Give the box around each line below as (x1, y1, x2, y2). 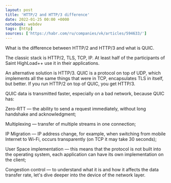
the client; (5, 157, 26, 163)
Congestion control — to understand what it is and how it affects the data (5, 167, 159, 172)
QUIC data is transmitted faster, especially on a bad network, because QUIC (5, 91, 164, 96)
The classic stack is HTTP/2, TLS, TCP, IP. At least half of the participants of (5, 55, 165, 61)
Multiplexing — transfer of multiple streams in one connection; (5, 121, 136, 127)
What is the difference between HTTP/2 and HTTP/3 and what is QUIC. (5, 45, 154, 51)
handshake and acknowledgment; (5, 111, 76, 117)
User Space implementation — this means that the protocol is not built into (5, 146, 161, 152)
